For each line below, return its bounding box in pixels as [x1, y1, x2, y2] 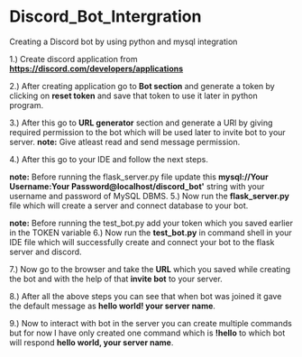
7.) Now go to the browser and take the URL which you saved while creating [9, 263, 291, 274]
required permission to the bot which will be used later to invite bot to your [9, 126, 286, 137]
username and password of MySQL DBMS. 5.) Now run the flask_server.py [9, 190, 290, 201]
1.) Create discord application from [9, 53, 138, 64]
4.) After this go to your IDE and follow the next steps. [9, 153, 209, 164]
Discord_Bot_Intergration [9, 6, 202, 27]
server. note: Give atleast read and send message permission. [9, 136, 241, 147]
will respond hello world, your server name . [9, 336, 174, 348]
